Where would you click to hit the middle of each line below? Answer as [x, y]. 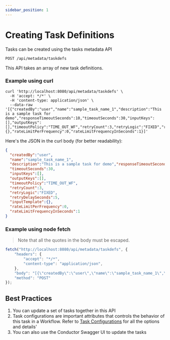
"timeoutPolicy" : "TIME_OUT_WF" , [44, 183]
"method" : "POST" [33, 278]
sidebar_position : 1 [27, 10]
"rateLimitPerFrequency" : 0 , [39, 207]
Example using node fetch [38, 229]
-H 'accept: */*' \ [30, 96]
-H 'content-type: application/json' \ [52, 100]
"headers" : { [28, 254]
